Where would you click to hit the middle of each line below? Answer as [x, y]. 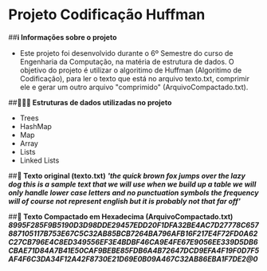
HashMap [35, 126]
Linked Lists [39, 160]
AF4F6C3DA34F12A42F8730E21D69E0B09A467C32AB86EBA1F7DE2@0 [133, 259]
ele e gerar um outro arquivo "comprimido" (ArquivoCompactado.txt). [134, 87]
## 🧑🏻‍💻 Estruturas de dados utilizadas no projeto [90, 102]
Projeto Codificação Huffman [107, 15]
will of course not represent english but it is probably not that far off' [124, 201]
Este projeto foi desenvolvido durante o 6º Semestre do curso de [126, 53]
